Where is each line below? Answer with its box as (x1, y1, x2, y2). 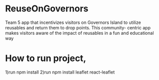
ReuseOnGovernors (5, 3, 88, 14)
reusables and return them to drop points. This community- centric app (5, 24, 151, 30)
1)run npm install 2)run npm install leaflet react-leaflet (5, 69, 115, 75)
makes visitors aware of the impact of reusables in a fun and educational (5, 30, 154, 36)
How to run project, (5, 53, 86, 64)
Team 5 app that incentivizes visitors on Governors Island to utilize (5, 19, 141, 25)
